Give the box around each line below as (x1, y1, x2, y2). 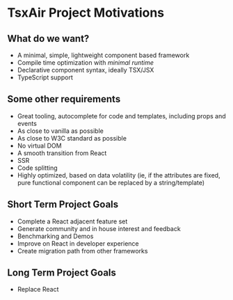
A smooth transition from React (17, 148, 107, 157)
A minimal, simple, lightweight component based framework (17, 51, 190, 59)
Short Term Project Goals (7, 198, 119, 210)
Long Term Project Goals (7, 267, 117, 279)
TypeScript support (17, 73, 73, 81)
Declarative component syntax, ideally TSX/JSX (17, 66, 154, 74)
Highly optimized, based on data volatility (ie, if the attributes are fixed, (17, 171, 220, 179)
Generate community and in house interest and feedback (17, 224, 181, 232)
